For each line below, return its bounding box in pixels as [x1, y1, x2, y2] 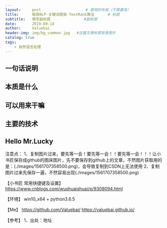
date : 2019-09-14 [5, 21, 55, 26]
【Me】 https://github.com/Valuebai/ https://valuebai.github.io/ [5, 207, 135, 213]
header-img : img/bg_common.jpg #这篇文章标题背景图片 [5, 30, 116, 35]
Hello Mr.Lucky [5, 137, 53, 145]
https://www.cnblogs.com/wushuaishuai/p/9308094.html [5, 186, 123, 192]
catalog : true [5, 35, 35, 40]
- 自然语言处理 [14, 44, 41, 49]
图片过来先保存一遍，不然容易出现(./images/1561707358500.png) [5, 170, 140, 175]
